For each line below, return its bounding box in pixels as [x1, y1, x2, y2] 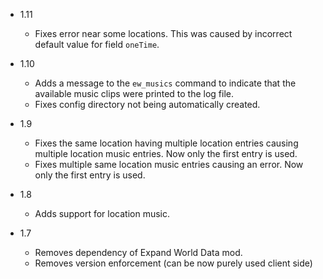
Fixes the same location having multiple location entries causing [34, 137, 299, 149]
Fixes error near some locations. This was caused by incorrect [34, 28, 293, 39]
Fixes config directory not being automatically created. [34, 99, 261, 110]
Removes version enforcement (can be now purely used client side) [34, 257, 313, 269]
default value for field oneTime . [34, 39, 160, 50]
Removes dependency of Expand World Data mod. [34, 247, 243, 258]
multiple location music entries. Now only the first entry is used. [34, 148, 298, 159]
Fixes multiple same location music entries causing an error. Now [34, 159, 304, 170]
